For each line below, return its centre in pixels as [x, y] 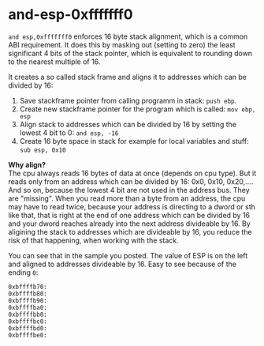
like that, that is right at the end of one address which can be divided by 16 [129, 215]
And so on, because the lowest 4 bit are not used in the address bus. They [129, 190]
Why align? [27, 164]
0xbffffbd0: [28, 328]
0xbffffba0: [28, 307]
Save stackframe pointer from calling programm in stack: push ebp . [128, 100]
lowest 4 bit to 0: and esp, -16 [69, 133]
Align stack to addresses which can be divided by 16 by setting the [128, 124]
